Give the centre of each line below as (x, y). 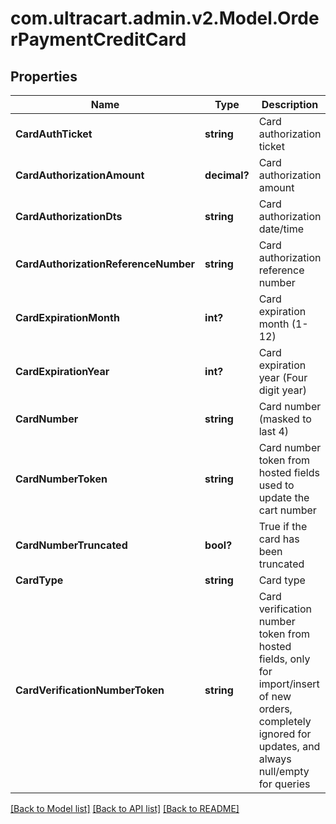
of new (275, 696)
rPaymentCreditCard (98, 39)
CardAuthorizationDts (69, 216)
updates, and (289, 746)
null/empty (284, 771)
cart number (287, 510)
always (275, 759)
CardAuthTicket (54, 134)
